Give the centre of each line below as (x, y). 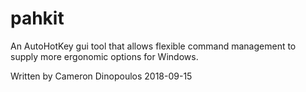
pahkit (37, 18)
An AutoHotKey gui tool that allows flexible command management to (153, 46)
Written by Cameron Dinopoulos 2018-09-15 (101, 76)
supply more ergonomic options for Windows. (104, 56)
